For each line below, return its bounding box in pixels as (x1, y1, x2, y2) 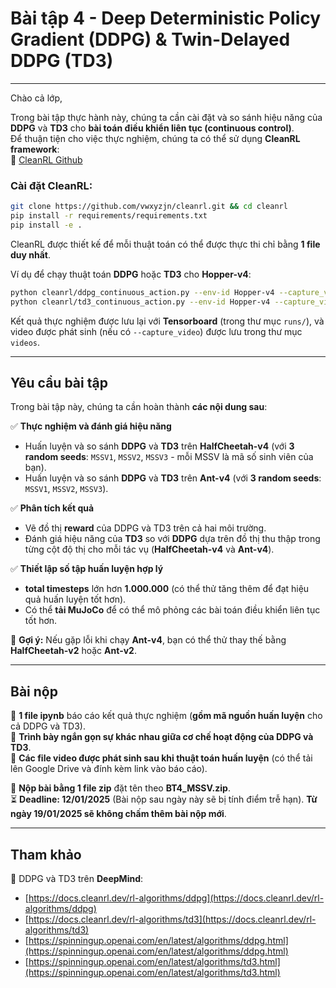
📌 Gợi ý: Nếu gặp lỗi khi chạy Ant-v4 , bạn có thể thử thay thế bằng (10, 634, 287, 646)
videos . (10, 336, 40, 348)
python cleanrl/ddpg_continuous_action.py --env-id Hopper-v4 (10, 287, 275, 297)
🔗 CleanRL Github (10, 153, 83, 166)
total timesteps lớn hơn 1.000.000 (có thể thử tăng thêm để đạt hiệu (24, 583, 310, 595)
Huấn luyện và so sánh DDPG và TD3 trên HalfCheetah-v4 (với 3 (24, 440, 295, 452)
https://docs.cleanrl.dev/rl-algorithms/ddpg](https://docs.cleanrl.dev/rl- (28, 892, 325, 904)
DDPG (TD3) (10, 50, 114, 72)
